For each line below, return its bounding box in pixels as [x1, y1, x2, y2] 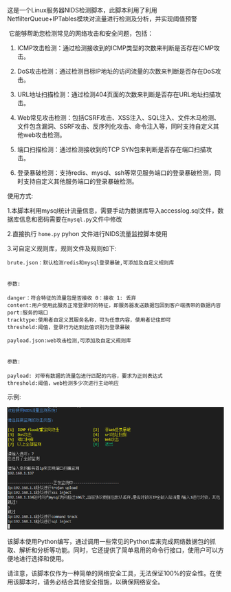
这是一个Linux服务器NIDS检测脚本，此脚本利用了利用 [7, 6, 157, 14]
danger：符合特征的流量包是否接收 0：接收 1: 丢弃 [7, 295, 136, 302]
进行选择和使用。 [19, 554, 67, 562]
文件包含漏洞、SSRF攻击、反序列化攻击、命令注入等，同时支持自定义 [16, 123, 214, 130]
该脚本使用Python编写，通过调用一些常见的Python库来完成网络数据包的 [7, 537, 210, 545]
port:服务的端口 [7, 309, 49, 316]
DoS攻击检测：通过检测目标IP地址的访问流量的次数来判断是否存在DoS [16, 67, 215, 75]
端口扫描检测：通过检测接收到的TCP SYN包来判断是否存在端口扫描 [16, 145, 206, 154]
